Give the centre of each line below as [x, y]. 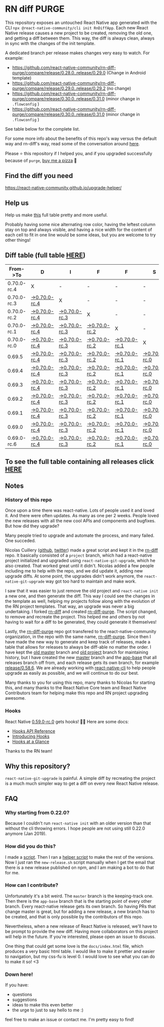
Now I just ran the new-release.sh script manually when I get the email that [80, 862]
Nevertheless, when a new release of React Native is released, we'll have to [81, 926]
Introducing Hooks [31, 736]
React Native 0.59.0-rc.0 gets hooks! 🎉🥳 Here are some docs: [67, 721]
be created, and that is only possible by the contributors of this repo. [74, 916]
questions [22, 995]
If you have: [17, 985]
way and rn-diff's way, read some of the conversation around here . [72, 143]
